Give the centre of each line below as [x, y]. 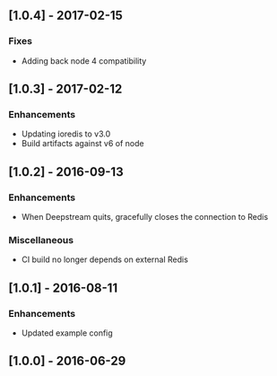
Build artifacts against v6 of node [82, 144]
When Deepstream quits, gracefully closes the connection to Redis [145, 217]
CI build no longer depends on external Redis [105, 259]
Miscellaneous [41, 240]
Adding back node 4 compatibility [84, 61]
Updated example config [67, 333]
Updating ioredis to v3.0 [66, 134]
